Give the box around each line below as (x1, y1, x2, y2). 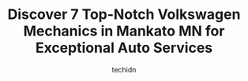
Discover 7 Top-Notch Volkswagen (7, 6, 241, 24)
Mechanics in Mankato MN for (23, 22, 225, 40)
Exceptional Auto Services (35, 39, 213, 57)
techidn (111, 64, 137, 74)
